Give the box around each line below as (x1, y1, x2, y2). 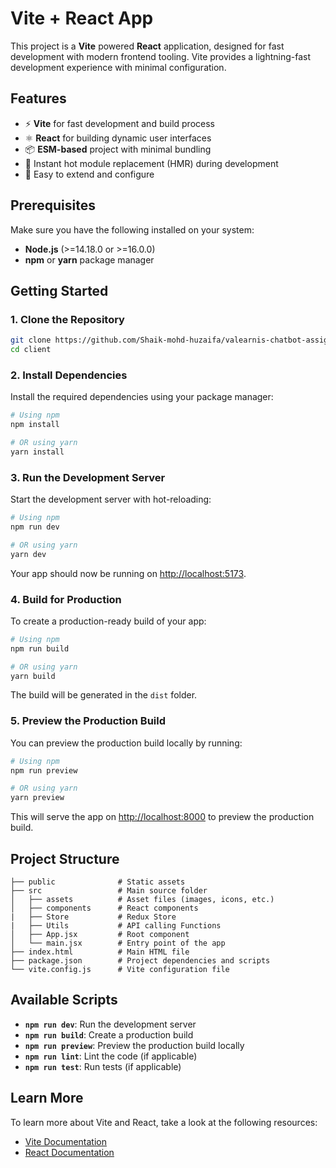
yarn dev (10, 549, 47, 559)
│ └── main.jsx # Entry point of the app (10, 938, 226, 948)
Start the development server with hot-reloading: (10, 493, 212, 506)
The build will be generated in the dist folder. (10, 689, 198, 701)
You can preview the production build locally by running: (10, 737, 243, 749)
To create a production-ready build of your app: (10, 615, 207, 627)
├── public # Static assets (10, 877, 186, 887)
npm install (10, 420, 60, 430)
